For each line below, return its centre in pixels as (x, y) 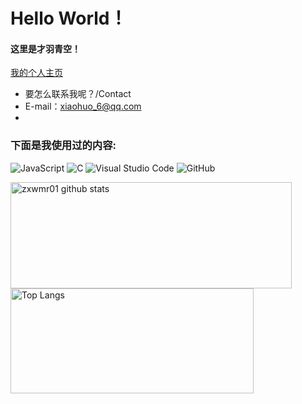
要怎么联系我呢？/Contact (78, 94)
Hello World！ (69, 18)
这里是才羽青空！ (45, 48)
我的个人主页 (36, 73)
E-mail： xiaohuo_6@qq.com (83, 106)
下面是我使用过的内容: (63, 146)
